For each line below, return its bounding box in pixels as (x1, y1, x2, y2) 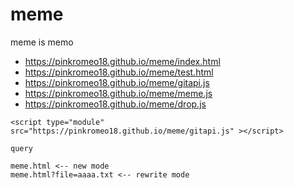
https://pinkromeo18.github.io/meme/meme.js (24, 87, 213, 99)
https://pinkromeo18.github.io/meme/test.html (24, 66, 214, 78)
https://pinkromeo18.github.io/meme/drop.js (24, 98, 207, 110)
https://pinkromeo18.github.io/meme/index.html (24, 55, 221, 67)
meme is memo (10, 36, 74, 48)
